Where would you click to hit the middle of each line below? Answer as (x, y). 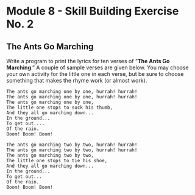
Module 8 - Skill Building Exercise (93, 11)
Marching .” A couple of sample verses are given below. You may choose (97, 67)
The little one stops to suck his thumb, (60, 108)
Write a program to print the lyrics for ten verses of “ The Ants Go (88, 61)
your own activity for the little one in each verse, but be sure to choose (95, 74)
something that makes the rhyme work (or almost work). (77, 80)
